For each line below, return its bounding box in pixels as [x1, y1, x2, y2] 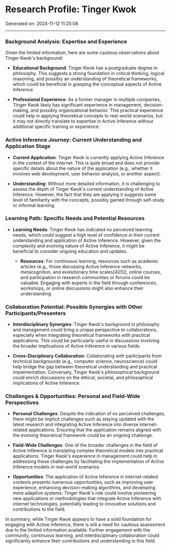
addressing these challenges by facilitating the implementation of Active [12, 458, 164, 465]
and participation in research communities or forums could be [20, 274, 150, 280]
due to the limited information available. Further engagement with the [5, 527, 150, 533]
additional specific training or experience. [12, 123, 100, 130]
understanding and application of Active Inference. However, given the [12, 237, 161, 243]
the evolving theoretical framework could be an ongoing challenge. [12, 432, 154, 438]
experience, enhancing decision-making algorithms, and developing [12, 485, 156, 491]
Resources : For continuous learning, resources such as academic [20, 258, 159, 264]
